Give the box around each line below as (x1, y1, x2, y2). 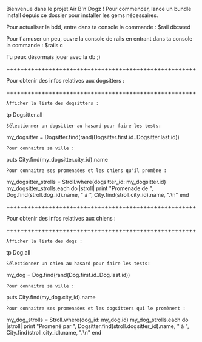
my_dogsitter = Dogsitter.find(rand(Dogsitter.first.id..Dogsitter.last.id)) (6, 134, 180, 140)
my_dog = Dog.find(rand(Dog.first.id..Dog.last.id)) (6, 272, 130, 278)
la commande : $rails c (6, 42, 64, 49)
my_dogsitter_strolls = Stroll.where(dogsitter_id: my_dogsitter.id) (6, 179, 166, 185)
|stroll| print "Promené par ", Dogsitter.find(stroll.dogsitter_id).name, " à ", (6, 323, 189, 330)
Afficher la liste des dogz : (6, 238, 83, 244)
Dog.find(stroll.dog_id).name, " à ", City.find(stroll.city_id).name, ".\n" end (6, 191, 189, 198)
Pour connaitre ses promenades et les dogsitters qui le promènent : (6, 306, 186, 312)
